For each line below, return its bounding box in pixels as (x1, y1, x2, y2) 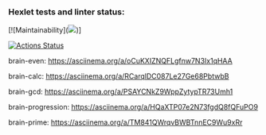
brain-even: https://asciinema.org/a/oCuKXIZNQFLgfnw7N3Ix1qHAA (8, 56, 233, 66)
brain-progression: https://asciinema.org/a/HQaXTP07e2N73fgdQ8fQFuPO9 (8, 102, 259, 112)
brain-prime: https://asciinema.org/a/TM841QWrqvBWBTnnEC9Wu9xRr (8, 118, 243, 127)
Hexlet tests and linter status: (8, 6, 125, 17)
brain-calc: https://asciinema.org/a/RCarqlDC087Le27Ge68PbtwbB (8, 71, 229, 81)
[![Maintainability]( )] (8, 25, 82, 35)
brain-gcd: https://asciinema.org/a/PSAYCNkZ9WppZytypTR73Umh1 (8, 87, 233, 97)
